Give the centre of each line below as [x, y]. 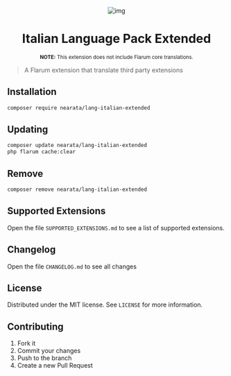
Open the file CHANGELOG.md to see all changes [72, 266]
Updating [28, 129]
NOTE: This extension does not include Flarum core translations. [117, 57]
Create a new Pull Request [55, 366]
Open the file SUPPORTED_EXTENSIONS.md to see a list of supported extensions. [116, 228]
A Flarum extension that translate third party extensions [104, 70]
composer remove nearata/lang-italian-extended [77, 189]
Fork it [26, 343]
